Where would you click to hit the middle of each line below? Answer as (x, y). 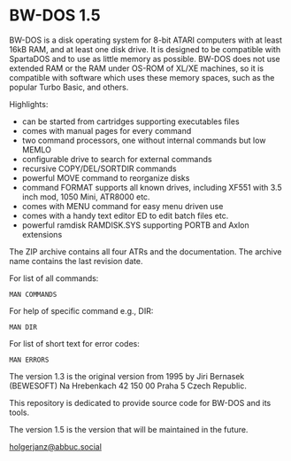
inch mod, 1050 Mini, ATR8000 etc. (86, 197)
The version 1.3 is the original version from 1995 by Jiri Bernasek (127, 376)
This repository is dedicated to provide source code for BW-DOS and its (140, 402)
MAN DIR (23, 327)
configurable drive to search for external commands (117, 159)
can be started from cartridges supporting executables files (131, 121)
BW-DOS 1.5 (55, 16)
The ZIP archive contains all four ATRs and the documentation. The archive (145, 251)
